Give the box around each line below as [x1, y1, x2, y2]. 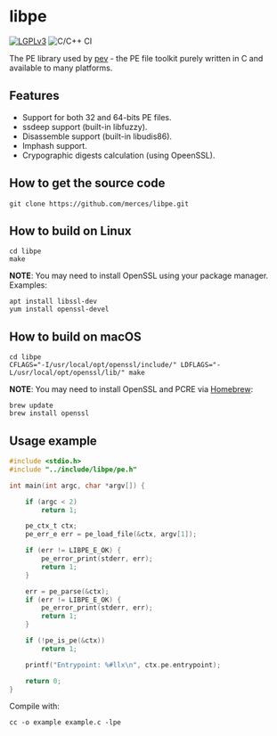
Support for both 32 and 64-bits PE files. [21, 111, 172, 122]
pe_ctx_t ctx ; [25, 521, 77, 531]
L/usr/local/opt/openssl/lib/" [9, 368, 126, 378]
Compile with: [9, 701, 61, 712]
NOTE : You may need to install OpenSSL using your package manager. [9, 270, 269, 282]
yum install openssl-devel [9, 305, 110, 314]
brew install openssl [9, 409, 90, 418]
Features [9, 88, 60, 103]
